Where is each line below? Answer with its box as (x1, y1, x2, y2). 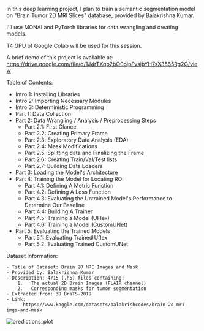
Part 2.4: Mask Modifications (24, 143, 98, 150)
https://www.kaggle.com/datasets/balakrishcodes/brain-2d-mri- (22, 302, 188, 308)
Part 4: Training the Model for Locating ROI (15, 175, 124, 183)
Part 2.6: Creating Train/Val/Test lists (24, 156, 118, 163)
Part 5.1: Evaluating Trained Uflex (24, 234, 108, 241)
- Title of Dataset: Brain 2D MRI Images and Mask (6, 264, 138, 270)
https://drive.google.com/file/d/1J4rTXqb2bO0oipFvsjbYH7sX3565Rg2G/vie (6, 61, 198, 67)
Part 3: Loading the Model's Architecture (15, 169, 118, 176)
